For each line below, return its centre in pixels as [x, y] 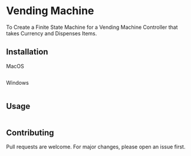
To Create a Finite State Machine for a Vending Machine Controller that [92, 27]
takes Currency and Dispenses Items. [52, 33]
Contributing [30, 133]
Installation [27, 52]
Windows [18, 82]
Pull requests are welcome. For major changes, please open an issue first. [96, 147]
